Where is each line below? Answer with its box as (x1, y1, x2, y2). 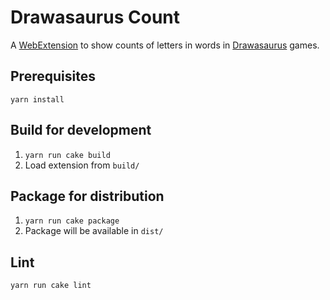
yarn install (10, 94, 65, 105)
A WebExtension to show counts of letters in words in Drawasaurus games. (10, 39, 320, 51)
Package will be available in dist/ (24, 225, 164, 237)
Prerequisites (10, 68, 96, 85)
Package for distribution (10, 187, 165, 205)
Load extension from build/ (24, 159, 140, 171)
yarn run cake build (24, 150, 111, 160)
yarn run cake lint (10, 281, 92, 291)
